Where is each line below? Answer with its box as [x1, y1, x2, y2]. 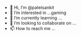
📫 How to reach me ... [9, 26, 55, 31]
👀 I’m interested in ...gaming [9, 10, 66, 16]
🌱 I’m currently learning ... [9, 15, 62, 20]
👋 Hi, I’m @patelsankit [9, 5, 54, 10]
